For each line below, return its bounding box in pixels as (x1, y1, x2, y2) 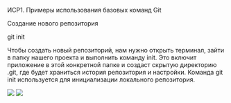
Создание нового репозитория (7, 19, 99, 27)
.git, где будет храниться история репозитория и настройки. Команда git (7, 68, 223, 76)
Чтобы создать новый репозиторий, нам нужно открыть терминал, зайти (7, 46, 224, 54)
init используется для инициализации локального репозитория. (7, 75, 196, 84)
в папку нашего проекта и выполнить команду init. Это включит (7, 53, 197, 62)
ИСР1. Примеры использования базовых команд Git (7, 6, 162, 14)
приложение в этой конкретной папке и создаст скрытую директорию (7, 61, 217, 68)
